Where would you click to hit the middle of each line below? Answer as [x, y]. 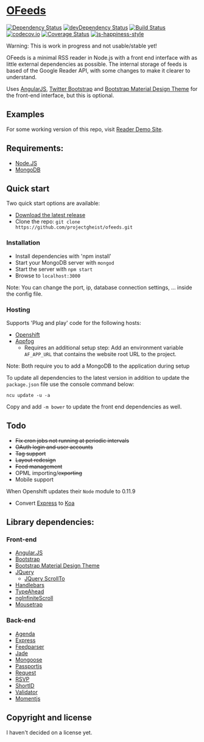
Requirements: [35, 148]
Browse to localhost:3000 [48, 276]
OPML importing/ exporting [48, 473]
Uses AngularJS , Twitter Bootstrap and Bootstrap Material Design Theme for [102, 88]
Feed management [39, 466]
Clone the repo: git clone [47, 222]
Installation [23, 243]
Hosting [18, 310]
